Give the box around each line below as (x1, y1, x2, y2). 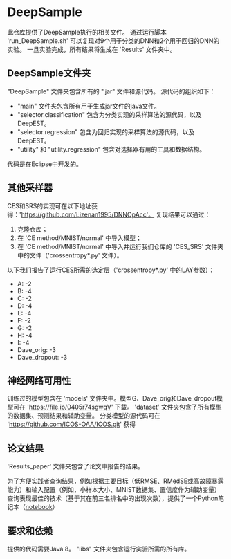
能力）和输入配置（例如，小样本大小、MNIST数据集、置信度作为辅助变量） (7, 486, 221, 494)
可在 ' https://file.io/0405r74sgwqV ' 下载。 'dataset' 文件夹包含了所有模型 (12, 403, 222, 412)
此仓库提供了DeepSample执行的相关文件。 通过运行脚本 (7, 28, 167, 36)
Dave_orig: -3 (17, 345, 57, 354)
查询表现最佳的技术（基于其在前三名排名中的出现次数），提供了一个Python (7, 494, 219, 502)
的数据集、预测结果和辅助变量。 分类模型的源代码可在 (7, 412, 160, 420)
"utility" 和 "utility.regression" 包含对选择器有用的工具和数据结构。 (17, 145, 206, 153)
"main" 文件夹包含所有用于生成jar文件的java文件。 (17, 102, 160, 110)
